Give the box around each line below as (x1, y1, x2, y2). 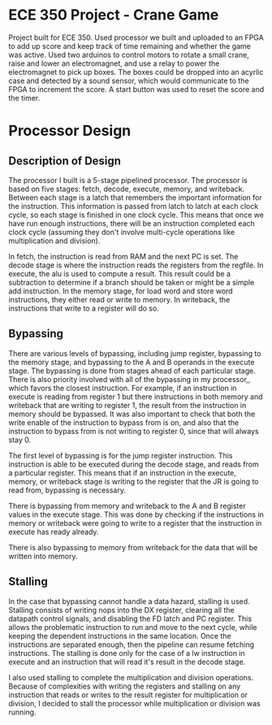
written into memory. (8, 551, 78, 561)
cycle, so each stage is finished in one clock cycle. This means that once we (8, 210, 264, 219)
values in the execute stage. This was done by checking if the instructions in (8, 510, 264, 519)
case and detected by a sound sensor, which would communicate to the (8, 76, 249, 85)
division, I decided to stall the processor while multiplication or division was (8, 698, 261, 708)
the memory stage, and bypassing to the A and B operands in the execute (8, 357, 255, 367)
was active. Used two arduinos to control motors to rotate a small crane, (8, 50, 249, 59)
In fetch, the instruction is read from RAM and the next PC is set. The (8, 251, 239, 261)
